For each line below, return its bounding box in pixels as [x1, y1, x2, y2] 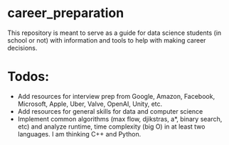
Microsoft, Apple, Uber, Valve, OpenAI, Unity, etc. [17, 100, 163, 108]
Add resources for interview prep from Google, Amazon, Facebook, [17, 92, 215, 100]
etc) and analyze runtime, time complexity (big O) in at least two [17, 122, 206, 131]
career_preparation [7, 5, 124, 21]
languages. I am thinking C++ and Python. [17, 129, 142, 138]
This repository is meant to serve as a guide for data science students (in [7, 28, 222, 37]
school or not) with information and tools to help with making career [7, 36, 206, 44]
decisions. [7, 43, 38, 52]
